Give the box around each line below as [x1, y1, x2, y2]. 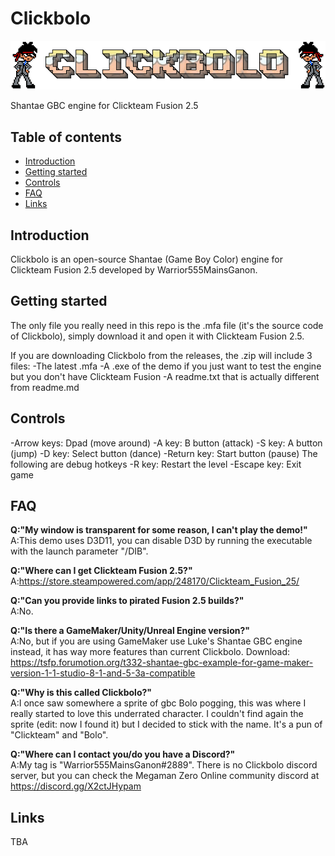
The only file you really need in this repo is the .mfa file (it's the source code [10, 319, 324, 331]
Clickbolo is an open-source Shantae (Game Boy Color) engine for [10, 253, 284, 265]
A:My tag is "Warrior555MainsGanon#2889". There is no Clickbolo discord [10, 759, 318, 771]
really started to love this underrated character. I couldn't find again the [10, 708, 304, 720]
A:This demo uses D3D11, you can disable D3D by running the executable [10, 535, 313, 547]
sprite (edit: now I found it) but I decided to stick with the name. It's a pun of [10, 718, 323, 731]
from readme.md [10, 381, 80, 393]
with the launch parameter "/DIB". [10, 545, 149, 557]
